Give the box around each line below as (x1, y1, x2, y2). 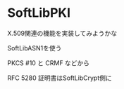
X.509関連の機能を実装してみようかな (7, 29, 118, 37)
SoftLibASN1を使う (7, 43, 62, 52)
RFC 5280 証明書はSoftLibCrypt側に (7, 74, 112, 82)
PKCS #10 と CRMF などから (7, 58, 90, 67)
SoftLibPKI (7, 5, 71, 21)
